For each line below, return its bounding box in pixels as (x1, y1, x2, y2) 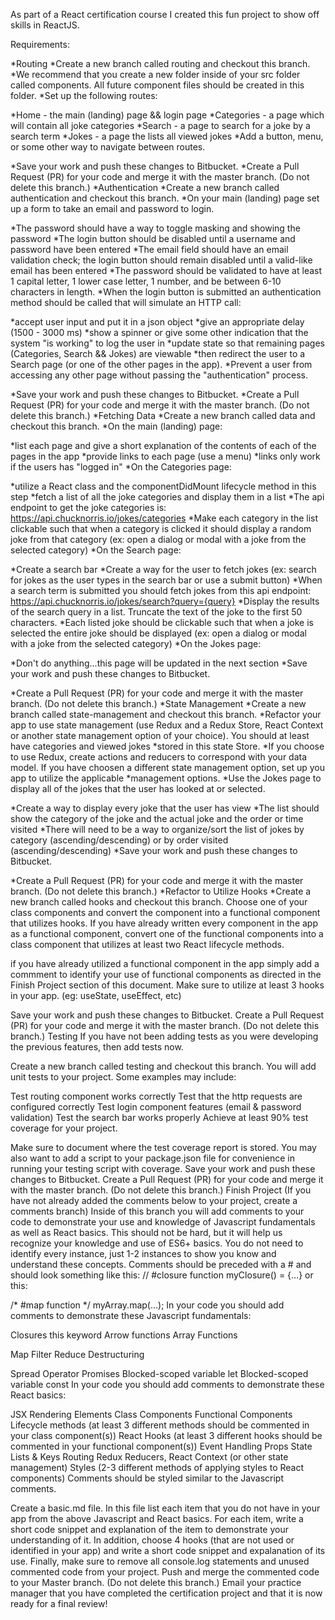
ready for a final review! (10, 1598, 108, 1609)
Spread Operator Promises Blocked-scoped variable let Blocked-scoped (10, 1368, 309, 1379)
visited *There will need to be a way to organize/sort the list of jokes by (10, 824, 305, 835)
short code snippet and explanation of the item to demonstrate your (10, 1524, 289, 1535)
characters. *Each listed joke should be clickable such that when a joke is (10, 617, 314, 628)
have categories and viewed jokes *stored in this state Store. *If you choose (10, 740, 325, 752)
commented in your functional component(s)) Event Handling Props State (10, 1440, 313, 1452)
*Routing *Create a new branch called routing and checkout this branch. (10, 58, 311, 69)
